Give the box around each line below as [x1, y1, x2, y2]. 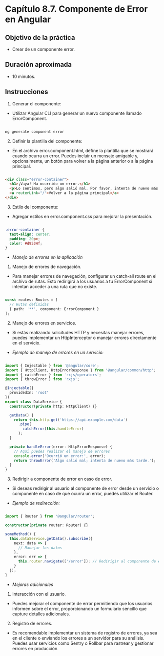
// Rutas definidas [9, 302, 49, 307]
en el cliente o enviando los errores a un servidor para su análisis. [12, 635, 144, 641]
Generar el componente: [12, 100, 61, 106]
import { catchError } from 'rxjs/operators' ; [5, 372, 102, 377]
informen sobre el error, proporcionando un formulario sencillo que [12, 606, 147, 611]
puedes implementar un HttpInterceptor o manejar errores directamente [12, 335, 157, 340]
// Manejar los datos [18, 545, 62, 550]
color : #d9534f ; [9, 241, 42, 246]
